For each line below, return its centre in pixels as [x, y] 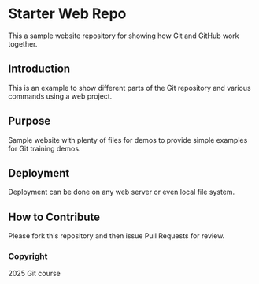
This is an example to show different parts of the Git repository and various [129, 88]
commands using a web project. [60, 96]
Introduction [39, 69]
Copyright [28, 256]
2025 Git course [34, 274]
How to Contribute [54, 217]
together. [23, 43]
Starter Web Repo [67, 14]
